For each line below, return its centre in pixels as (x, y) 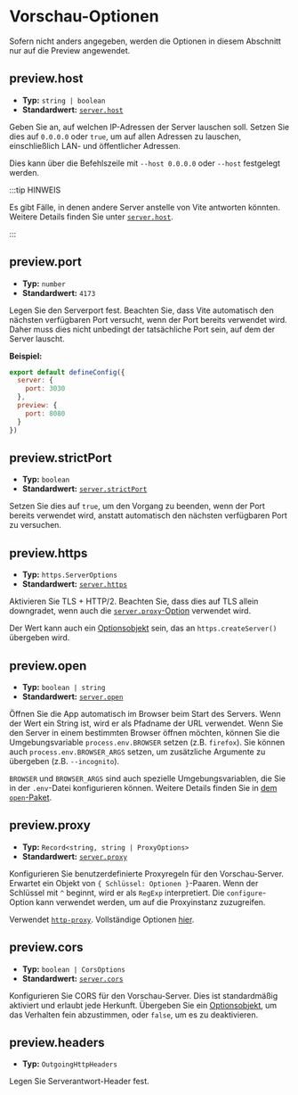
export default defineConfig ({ (67, 372)
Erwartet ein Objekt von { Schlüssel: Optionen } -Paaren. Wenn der (134, 883)
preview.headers (57, 1043)
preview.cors (46, 947)
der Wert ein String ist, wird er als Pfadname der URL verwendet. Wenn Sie (146, 723)
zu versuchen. (36, 525)
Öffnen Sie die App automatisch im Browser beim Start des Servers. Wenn (145, 714)
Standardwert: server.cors (72, 978)
